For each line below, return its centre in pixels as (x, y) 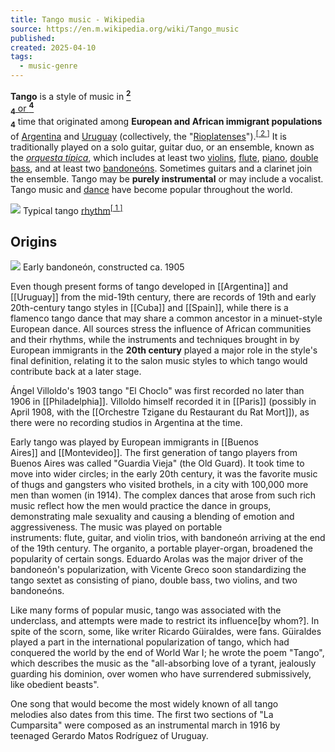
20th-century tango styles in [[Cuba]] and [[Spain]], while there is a (149, 308)
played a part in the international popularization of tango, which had (150, 642)
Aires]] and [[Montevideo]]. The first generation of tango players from (154, 453)
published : (33, 38)
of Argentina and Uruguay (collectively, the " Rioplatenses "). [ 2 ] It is (148, 135)
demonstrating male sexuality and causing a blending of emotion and (152, 517)
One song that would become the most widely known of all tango (144, 704)
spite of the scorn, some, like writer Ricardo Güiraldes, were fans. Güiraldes (166, 632)
